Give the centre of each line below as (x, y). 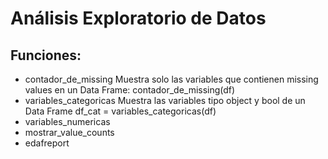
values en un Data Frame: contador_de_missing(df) (130, 90)
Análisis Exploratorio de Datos (138, 18)
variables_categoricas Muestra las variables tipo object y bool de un (165, 100)
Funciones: (46, 55)
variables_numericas (67, 121)
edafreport (47, 143)
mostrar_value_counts (69, 132)
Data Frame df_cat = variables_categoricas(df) (120, 111)
